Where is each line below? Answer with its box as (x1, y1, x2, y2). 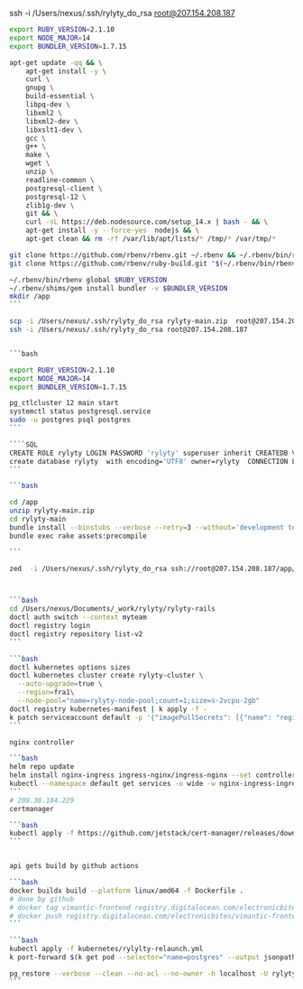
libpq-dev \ (25, 100, 70, 109)
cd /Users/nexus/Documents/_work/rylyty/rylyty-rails (9, 605, 216, 614)
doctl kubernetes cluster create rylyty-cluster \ (9, 671, 204, 680)
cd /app (9, 498, 39, 507)
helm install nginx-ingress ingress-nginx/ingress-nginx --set (9, 771, 252, 780)
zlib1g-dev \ (25, 200, 75, 210)
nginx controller (9, 737, 75, 747)
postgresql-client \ (25, 184, 103, 193)
